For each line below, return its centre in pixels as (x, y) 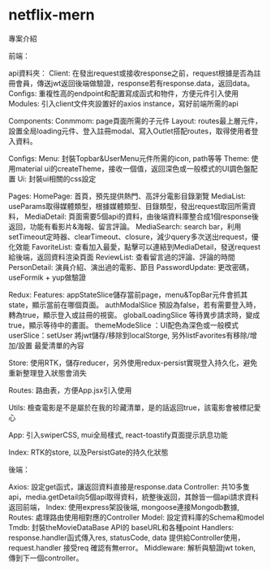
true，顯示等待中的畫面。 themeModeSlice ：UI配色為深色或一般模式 (124, 325)
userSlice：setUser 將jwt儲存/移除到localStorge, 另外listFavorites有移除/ (129, 335)
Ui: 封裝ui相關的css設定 (57, 178)
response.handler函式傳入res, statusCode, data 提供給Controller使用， (127, 537)
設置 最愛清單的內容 (51, 345)
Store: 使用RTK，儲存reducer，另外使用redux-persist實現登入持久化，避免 (133, 363)
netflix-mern (52, 15)
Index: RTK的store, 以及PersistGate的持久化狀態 (88, 452)
